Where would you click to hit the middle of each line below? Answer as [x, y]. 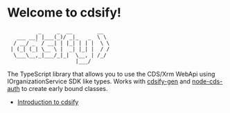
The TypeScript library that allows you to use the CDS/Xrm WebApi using [111, 74]
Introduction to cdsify [48, 102]
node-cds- [207, 81]
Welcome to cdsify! [64, 13]
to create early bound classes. [65, 88]
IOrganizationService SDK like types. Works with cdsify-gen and [99, 81]
